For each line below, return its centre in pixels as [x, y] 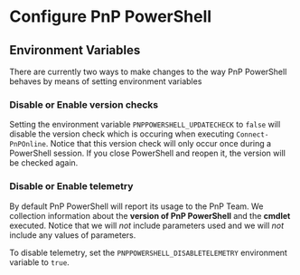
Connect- [253, 135]
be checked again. [44, 163]
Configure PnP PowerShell [111, 17]
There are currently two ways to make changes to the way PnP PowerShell [148, 71]
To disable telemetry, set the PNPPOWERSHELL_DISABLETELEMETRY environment [148, 252]
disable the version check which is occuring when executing [122, 134]
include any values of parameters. [73, 235]
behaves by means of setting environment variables [106, 81]
